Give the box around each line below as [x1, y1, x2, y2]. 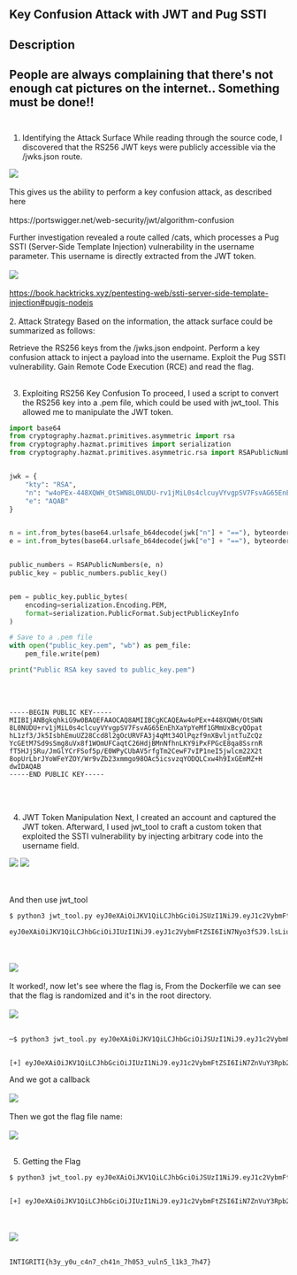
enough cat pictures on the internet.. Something [9, 81, 280, 96]
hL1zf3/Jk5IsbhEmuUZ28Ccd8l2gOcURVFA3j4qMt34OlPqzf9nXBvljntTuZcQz [9, 731, 263, 740]
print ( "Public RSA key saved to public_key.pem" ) [9, 665, 196, 675]
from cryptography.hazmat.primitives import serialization [9, 440, 232, 449]
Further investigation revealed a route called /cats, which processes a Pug [9, 232, 279, 242]
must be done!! [9, 95, 95, 110]
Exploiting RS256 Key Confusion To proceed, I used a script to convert [21, 388, 279, 398]
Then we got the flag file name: [9, 1111, 124, 1122]
